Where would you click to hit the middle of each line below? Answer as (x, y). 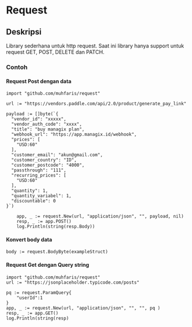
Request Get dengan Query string (48, 264)
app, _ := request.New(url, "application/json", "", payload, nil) (100, 216)
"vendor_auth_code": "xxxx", (47, 124)
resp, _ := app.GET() (32, 313)
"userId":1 (30, 298)
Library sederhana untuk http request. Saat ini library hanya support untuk (95, 46)
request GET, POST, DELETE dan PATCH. (55, 52)
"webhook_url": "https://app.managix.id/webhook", (74, 135)
